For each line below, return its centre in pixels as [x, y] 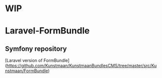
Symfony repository [36, 49]
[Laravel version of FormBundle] [37, 60]
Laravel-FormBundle [47, 31]
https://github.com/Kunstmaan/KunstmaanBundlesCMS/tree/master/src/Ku [82, 66]
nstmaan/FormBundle [27, 71]
